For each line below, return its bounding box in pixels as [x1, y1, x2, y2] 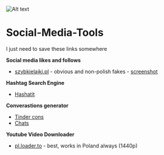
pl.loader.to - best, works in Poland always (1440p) [14, 142, 138, 149]
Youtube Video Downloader [6, 130, 75, 137]
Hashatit [14, 91, 35, 98]
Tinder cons [14, 113, 44, 120]
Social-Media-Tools [6, 26, 104, 39]
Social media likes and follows [6, 56, 81, 64]
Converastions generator [6, 102, 69, 109]
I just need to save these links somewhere [6, 45, 107, 52]
